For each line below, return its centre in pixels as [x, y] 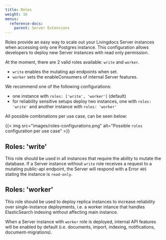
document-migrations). [29, 232]
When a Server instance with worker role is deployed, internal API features [81, 221]
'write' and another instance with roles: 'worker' [65, 107]
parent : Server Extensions [42, 28]
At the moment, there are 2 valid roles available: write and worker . [72, 62]
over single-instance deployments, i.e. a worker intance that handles [75, 207]
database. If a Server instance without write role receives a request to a [79, 163]
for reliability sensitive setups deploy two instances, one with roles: [82, 101]
